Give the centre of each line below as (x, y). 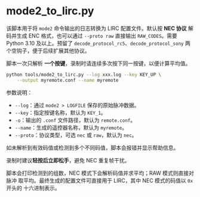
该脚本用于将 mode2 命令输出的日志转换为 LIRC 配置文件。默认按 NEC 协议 (96, 28)
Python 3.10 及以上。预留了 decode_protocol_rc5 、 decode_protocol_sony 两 (99, 43)
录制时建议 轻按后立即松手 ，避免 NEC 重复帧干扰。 (68, 160)
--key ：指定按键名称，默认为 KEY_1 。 (60, 112)
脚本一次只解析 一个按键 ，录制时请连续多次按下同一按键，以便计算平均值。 (99, 63)
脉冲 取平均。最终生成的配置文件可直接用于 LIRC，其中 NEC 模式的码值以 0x (100, 180)
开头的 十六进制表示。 (33, 188)
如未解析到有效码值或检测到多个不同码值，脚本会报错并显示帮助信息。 (93, 147)
